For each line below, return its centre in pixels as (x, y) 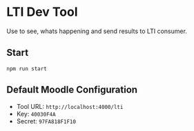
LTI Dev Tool (42, 12)
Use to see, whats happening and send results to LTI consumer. (97, 31)
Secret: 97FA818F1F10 (46, 121)
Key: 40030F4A (36, 114)
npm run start (27, 69)
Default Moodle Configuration (72, 90)
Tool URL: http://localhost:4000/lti (70, 106)
